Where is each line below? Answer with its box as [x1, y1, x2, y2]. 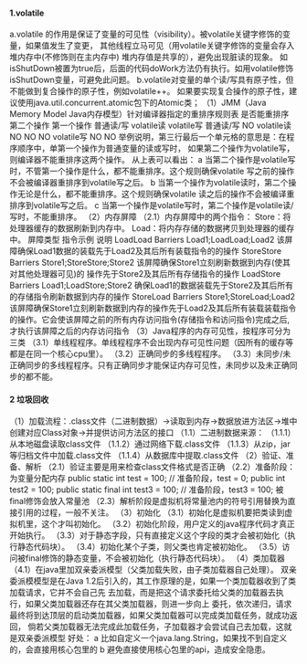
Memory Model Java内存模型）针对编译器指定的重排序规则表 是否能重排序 [9, 109, 290, 120]
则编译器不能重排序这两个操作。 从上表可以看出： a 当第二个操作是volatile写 [9, 154, 296, 165]
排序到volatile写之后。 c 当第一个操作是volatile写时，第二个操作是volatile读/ [9, 200, 294, 211]
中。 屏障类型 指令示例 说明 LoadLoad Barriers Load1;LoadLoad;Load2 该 [9, 234, 285, 246]
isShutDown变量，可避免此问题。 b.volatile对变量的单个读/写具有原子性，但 [9, 74, 294, 86]
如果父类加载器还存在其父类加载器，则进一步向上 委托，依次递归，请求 [25, 598, 292, 609]
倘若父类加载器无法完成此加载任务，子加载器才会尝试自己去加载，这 [26, 621, 284, 632]
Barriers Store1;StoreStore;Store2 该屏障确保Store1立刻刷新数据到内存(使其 [9, 257, 291, 269]
